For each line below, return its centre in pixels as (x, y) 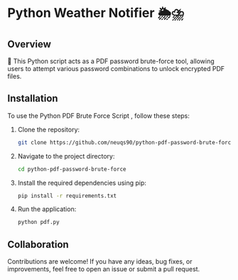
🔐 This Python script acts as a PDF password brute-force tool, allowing (111, 61)
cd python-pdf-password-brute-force (72, 169)
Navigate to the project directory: (66, 156)
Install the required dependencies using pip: (82, 183)
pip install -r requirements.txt (67, 195)
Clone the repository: (49, 129)
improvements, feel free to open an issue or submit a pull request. (104, 269)
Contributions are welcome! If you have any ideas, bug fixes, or (100, 262)
